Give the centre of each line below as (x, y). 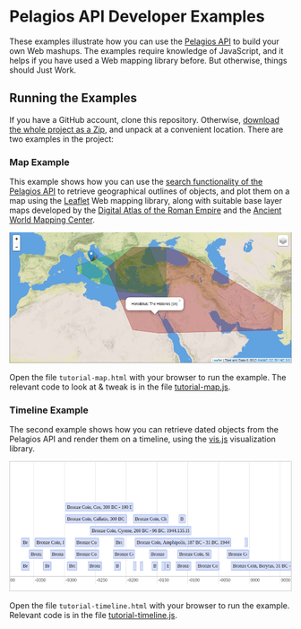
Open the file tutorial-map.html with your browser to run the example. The (148, 377)
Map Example (39, 162)
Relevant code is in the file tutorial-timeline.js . (93, 615)
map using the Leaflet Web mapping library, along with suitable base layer (146, 201)
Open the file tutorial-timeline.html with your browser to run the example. (150, 605)
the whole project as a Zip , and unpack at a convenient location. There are (146, 129)
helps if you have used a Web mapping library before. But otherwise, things (148, 60)
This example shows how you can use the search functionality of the (136, 182)
